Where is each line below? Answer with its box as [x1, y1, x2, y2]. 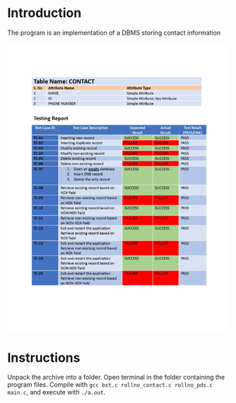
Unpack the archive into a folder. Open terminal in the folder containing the [7, 373, 225, 382]
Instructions [7, 349, 81, 365]
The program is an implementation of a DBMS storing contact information [7, 28, 221, 37]
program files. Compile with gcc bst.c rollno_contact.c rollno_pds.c [7, 380, 213, 389]
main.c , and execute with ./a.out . [7, 388, 106, 397]
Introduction [7, 5, 82, 21]
